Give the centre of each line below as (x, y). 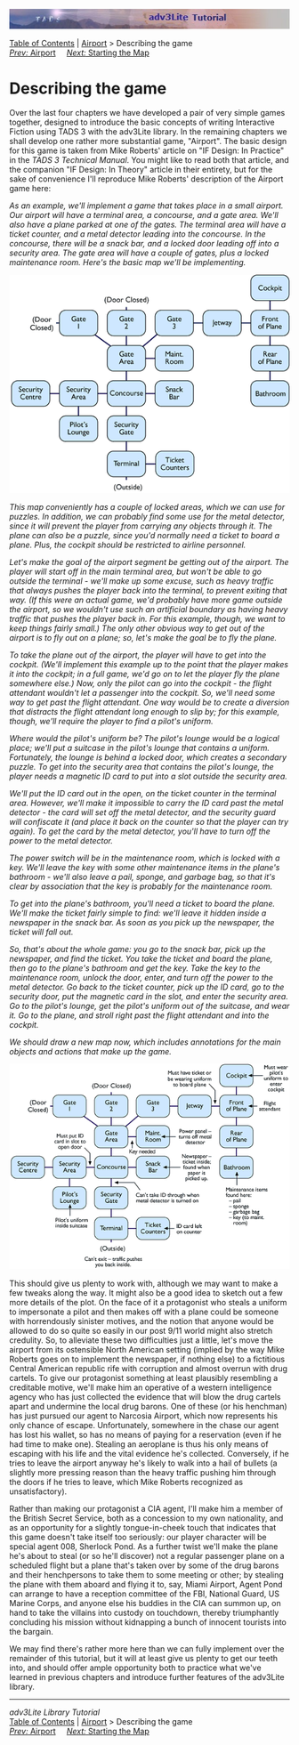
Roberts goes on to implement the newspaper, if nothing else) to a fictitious (147, 1359)
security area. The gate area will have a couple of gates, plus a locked (139, 253)
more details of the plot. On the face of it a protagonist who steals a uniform (148, 1302)
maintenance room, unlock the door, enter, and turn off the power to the (141, 977)
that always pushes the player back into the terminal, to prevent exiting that (148, 590)
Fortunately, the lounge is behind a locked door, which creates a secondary (148, 757)
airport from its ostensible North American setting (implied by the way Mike (147, 1349)
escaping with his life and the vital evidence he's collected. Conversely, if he (149, 1453)
